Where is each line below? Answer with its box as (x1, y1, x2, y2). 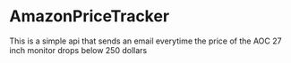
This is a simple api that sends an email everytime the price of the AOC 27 (9, 35, 282, 46)
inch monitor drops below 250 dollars (9, 44, 148, 55)
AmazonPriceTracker (9, 6, 170, 27)
